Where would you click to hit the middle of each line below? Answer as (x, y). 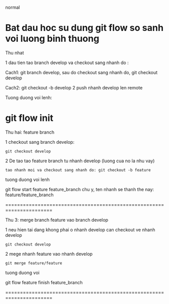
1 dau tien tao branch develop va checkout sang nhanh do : (67, 63)
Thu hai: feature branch (30, 132)
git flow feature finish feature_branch (44, 282)
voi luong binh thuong (52, 39)
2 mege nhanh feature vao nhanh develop (49, 254)
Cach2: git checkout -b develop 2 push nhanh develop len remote (74, 87)
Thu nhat (15, 52)
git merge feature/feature (34, 263)
